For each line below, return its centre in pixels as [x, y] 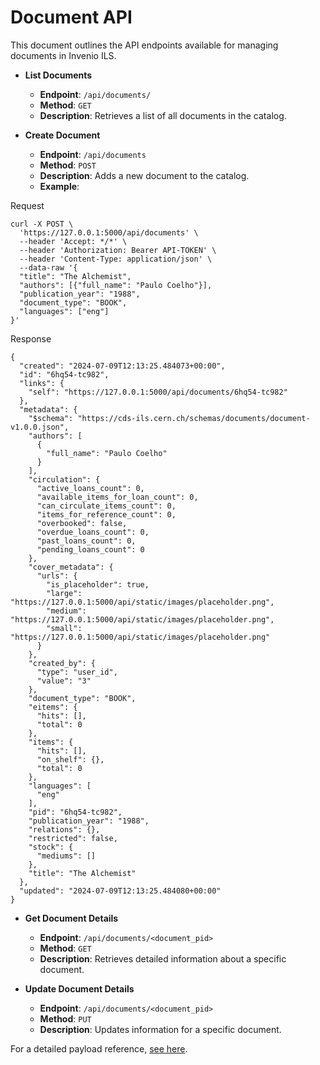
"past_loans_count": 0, [86, 541]
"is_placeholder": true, [98, 584]
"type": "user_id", [77, 672]
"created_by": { [62, 663]
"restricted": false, [73, 838]
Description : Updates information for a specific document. [160, 1029]
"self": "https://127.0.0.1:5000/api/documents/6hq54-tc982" [158, 392]
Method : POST [68, 165]
